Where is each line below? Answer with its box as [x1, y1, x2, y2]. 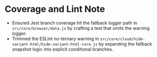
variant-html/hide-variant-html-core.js [12, 42, 98, 47]
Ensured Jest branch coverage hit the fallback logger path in [12, 20, 137, 26]
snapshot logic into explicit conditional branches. [12, 46, 113, 52]
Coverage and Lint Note [5, 3, 105, 15]
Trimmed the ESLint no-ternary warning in [12, 36, 99, 42]
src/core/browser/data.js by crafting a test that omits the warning [12, 25, 150, 31]
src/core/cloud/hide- [99, 36, 145, 42]
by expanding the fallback [98, 41, 152, 47]
